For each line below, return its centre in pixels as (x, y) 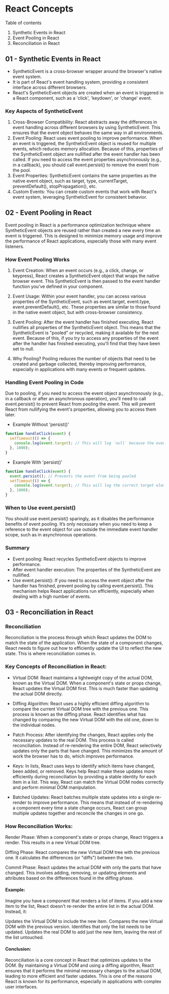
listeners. (15, 246)
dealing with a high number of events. (52, 596)
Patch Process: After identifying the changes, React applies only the (83, 734)
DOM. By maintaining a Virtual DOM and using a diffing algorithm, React (80, 965)
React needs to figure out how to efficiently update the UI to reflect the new (83, 648)
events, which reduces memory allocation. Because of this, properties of (88, 149)
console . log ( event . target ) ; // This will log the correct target (84, 485)
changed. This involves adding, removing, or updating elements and (76, 873)
